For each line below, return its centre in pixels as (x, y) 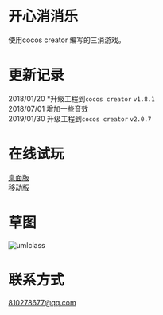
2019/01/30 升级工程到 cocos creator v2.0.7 (80, 118)
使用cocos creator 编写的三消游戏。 (67, 40)
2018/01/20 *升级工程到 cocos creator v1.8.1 (81, 98)
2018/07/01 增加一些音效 (49, 108)
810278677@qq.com (43, 302)
